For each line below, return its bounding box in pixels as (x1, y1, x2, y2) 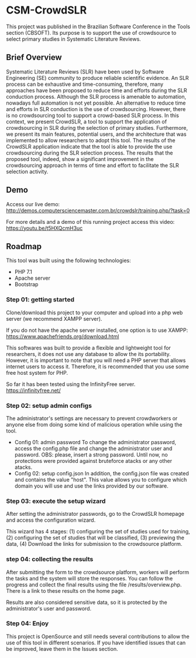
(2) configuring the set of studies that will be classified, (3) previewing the (6, 534, 184, 541)
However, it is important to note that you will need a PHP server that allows (6, 357, 186, 364)
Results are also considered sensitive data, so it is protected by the (6, 599, 168, 606)
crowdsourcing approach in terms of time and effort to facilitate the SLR (6, 162, 180, 169)
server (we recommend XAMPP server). (6, 315, 102, 322)
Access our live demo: (6, 200, 60, 207)
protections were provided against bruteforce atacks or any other (14, 457, 173, 464)
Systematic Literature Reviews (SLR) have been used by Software (6, 68, 164, 75)
